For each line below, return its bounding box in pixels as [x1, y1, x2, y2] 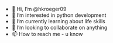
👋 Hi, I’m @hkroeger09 [11, 6, 67, 12]
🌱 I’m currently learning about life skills [11, 18, 105, 24]
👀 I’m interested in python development [11, 12, 107, 19]
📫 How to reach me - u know [11, 31, 83, 37]
